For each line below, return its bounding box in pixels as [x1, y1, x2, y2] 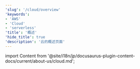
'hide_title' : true [5, 35, 46, 40]
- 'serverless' [5, 26, 37, 31]
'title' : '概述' [5, 30, 37, 35]
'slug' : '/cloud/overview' [5, 7, 61, 12]
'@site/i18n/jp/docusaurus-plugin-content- [47, 53, 135, 59]
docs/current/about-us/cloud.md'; [5, 58, 75, 64]
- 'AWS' [5, 16, 21, 21]
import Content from [5, 53, 47, 59]
